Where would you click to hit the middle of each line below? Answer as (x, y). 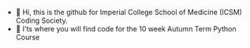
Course (28, 37)
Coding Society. (42, 20)
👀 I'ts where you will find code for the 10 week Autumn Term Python (126, 29)
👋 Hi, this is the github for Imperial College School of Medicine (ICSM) (129, 12)
